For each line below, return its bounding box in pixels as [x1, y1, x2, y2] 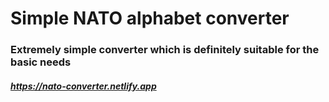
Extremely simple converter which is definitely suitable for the [10, 43, 320, 57]
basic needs [10, 55, 72, 69]
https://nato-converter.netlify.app [10, 80, 157, 92]
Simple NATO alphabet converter [10, 7, 290, 30]
